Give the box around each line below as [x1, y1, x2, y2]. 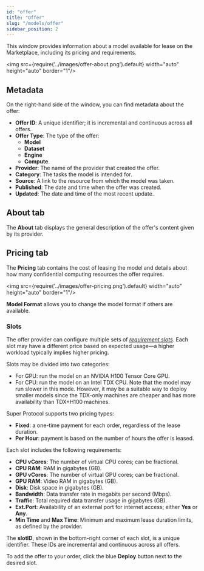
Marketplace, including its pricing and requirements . [6, 49, 137, 56]
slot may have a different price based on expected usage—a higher [6, 342, 175, 349]
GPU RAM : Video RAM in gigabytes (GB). [15, 477, 118, 485]
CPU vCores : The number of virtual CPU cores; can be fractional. [15, 458, 179, 465]
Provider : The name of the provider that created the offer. [15, 165, 160, 172]
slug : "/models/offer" [6, 20, 64, 26]
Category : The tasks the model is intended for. [15, 171, 132, 178]
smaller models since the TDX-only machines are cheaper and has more [15, 391, 196, 398]
